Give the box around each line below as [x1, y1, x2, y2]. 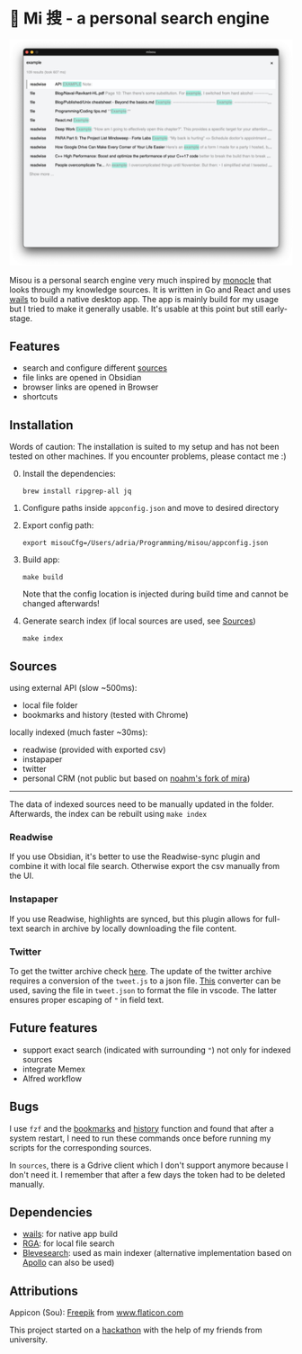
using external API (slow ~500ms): [9, 682, 138, 693]
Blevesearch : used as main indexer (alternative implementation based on [22, 1248, 292, 1259]
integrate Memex [22, 1063, 85, 1074]
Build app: [22, 554, 60, 565]
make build [22, 573, 64, 582]
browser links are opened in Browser [22, 381, 159, 392]
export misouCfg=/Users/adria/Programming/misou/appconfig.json [22, 539, 269, 548]
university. [9, 1334, 48, 1345]
